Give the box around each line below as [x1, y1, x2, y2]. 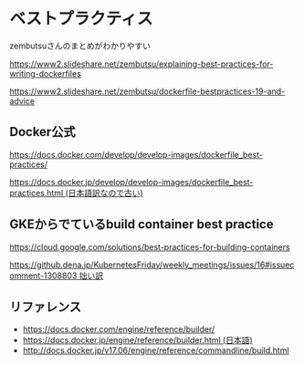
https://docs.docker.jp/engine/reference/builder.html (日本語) [22, 335, 253, 346]
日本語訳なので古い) [68, 187, 143, 198]
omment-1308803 [9, 270, 78, 281]
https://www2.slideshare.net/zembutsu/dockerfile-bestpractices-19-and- [9, 86, 286, 97]
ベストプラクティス [9, 8, 153, 29]
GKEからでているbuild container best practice [9, 216, 274, 233]
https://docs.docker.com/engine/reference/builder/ [22, 324, 215, 335]
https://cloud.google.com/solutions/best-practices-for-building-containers [9, 241, 290, 252]
